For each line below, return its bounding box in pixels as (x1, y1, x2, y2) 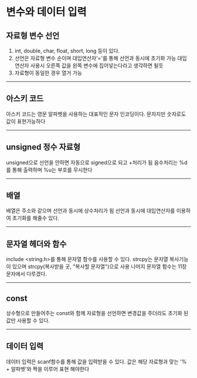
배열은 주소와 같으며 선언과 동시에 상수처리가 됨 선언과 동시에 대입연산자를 (6, 207, 175, 215)
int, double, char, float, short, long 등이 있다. (14, 48, 120, 54)
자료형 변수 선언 (6, 31, 60, 41)
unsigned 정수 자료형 (6, 142, 81, 152)
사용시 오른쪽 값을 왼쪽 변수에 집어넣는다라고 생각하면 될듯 (30, 62, 164, 69)
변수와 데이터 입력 (6, 5, 87, 19)
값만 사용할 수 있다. (6, 317, 50, 324)
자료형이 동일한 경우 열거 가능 (14, 69, 82, 76)
